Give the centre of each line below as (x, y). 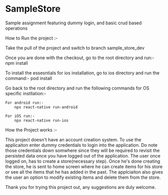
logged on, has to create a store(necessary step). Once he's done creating (83, 161)
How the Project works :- (31, 130)
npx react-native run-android (46, 107)
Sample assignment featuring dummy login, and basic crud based (74, 23)
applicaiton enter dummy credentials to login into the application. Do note (81, 145)
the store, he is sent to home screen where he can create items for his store (84, 166)
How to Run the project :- (32, 38)
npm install (17, 63)
